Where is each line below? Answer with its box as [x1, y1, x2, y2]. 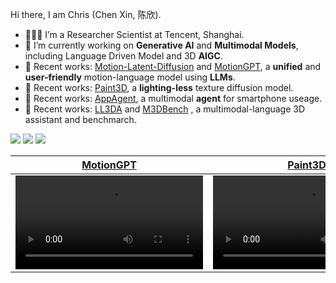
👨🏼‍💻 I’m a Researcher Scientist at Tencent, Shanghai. [24, 29, 245, 40]
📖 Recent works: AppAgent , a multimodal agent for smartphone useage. [24, 93, 323, 104]
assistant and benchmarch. [24, 114, 137, 125]
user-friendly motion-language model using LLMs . [24, 71, 236, 83]
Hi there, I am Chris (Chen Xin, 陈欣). [10, 9, 162, 20]
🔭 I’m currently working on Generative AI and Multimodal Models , [24, 39, 299, 51]
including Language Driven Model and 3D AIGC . [24, 50, 223, 62]
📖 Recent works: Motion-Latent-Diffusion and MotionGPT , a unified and [24, 61, 322, 72]
